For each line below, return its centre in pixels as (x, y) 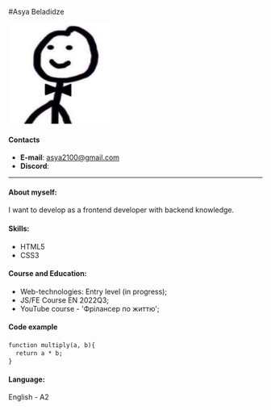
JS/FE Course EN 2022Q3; (65, 300)
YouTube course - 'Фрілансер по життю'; (90, 308)
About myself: (33, 192)
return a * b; (39, 354)
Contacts (24, 140)
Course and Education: (48, 274)
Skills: (19, 228)
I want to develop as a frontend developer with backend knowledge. (121, 210)
